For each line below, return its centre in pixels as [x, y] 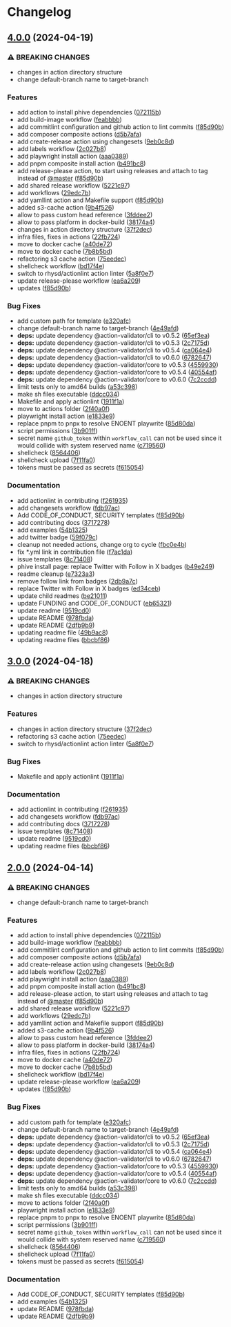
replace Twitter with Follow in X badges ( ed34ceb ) [89, 588]
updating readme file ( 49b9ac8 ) [62, 632]
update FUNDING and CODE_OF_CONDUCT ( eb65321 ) [94, 603]
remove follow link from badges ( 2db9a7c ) [77, 581]
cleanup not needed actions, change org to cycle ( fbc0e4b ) [102, 544]
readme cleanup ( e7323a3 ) [56, 574]
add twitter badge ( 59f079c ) [57, 537]
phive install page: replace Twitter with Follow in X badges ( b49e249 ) [116, 566]
